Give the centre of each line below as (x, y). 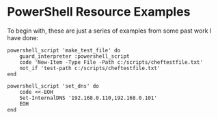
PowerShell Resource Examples (99, 12)
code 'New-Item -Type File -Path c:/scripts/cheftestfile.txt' (111, 62)
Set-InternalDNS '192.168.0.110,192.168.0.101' (88, 98)
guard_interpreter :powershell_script (74, 56)
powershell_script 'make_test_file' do (64, 50)
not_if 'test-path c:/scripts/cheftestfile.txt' (90, 68)
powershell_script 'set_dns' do (53, 86)
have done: (23, 37)
